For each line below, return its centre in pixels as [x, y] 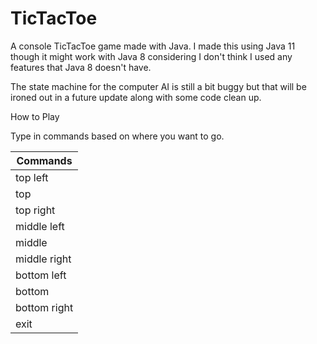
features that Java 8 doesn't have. [81, 67]
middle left [40, 226]
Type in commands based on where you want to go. [117, 136]
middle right [43, 259]
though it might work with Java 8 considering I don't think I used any [151, 56]
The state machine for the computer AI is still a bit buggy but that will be [158, 86]
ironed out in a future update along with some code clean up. [136, 97]
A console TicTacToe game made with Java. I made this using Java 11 [153, 46]
